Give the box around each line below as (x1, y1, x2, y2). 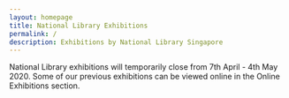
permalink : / (9, 29, 57, 38)
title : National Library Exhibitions (9, 21, 148, 30)
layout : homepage (9, 12, 73, 22)
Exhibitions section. (9, 80, 80, 91)
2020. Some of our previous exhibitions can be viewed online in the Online (9, 72, 280, 82)
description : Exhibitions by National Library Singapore (9, 37, 224, 47)
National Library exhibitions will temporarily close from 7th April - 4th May (9, 62, 278, 72)
